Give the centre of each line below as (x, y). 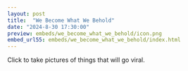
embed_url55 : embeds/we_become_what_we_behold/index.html (94, 40)
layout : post (26, 14)
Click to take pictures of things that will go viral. (76, 60)
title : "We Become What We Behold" (61, 20)
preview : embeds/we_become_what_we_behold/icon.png (84, 33)
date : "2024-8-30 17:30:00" (49, 27)
